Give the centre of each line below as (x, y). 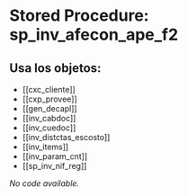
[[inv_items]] (45, 147)
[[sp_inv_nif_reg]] (54, 166)
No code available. (44, 183)
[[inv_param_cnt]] (55, 156)
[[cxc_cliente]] (49, 89)
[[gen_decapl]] (50, 108)
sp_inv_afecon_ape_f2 (94, 35)
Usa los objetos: (55, 68)
